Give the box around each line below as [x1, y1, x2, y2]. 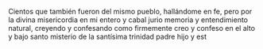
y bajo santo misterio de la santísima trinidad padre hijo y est [8, 32, 207, 41]
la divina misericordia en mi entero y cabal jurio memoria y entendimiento [8, 15, 249, 24]
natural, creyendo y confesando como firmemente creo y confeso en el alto [8, 24, 256, 32]
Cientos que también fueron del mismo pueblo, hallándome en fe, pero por [8, 7, 253, 16]
